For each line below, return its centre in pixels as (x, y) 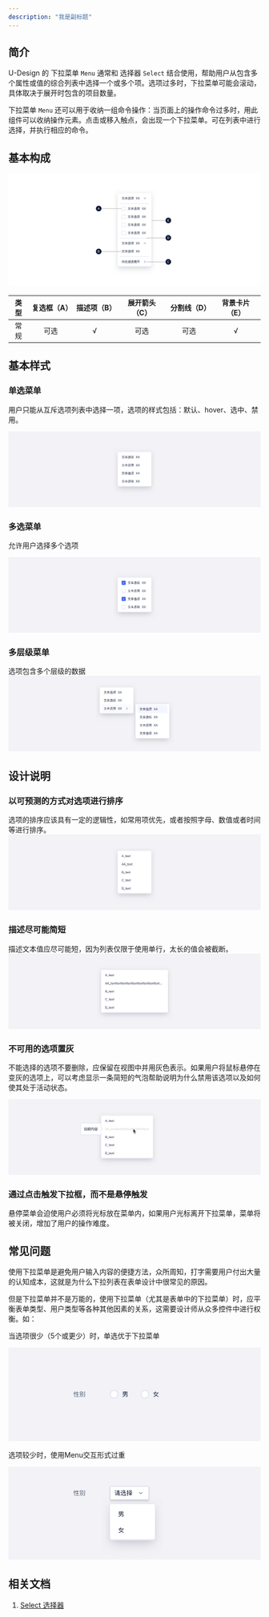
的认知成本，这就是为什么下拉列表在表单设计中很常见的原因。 (110, 1282)
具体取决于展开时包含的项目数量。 (64, 93)
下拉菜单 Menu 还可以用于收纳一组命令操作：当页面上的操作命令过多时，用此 (133, 110)
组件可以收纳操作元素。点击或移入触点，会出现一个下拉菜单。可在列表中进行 (134, 120)
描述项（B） (96, 308)
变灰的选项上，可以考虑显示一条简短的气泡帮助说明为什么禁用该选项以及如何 (134, 1077)
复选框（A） (52, 308)
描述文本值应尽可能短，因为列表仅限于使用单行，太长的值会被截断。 (120, 948)
